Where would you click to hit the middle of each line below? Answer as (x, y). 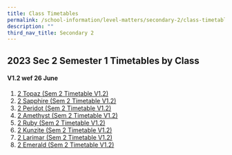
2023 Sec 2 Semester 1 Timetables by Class (104, 60)
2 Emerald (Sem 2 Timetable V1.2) (66, 145)
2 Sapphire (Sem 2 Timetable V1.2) (67, 101)
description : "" (30, 26)
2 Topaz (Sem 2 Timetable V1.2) (63, 93)
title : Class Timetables (43, 13)
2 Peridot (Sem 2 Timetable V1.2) (64, 108)
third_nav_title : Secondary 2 (51, 33)
